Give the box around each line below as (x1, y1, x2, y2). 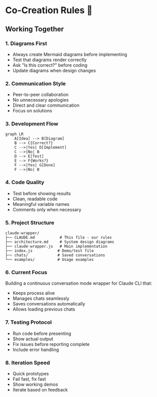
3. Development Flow (5, 120, 58, 127)
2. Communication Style (5, 80, 66, 87)
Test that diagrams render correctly (12, 57, 87, 63)
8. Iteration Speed (5, 359, 50, 366)
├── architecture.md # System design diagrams (5, 240, 114, 245)
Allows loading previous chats (12, 306, 75, 313)
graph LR (5, 131, 24, 137)
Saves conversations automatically (12, 301, 86, 307)
